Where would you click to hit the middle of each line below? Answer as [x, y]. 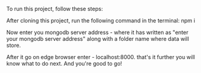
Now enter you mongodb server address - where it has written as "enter [97, 32]
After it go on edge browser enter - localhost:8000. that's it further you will [100, 57]
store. [14, 45]
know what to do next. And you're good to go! [64, 64]
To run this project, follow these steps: [55, 9]
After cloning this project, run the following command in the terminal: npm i [101, 20]
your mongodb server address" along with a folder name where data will [98, 39]
